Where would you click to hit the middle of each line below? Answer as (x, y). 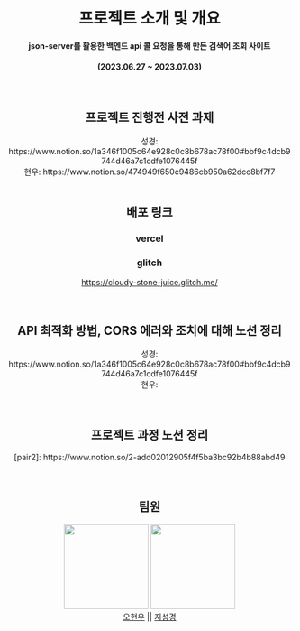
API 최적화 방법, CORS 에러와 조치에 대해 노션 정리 (150, 330)
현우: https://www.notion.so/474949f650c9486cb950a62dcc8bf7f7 (150, 172)
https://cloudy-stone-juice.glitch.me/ (150, 283)
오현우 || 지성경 (150, 617)
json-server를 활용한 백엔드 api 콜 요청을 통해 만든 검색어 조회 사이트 (150, 45)
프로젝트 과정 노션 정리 (150, 435)
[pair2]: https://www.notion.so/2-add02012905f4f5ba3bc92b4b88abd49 (150, 458)
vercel (150, 238)
